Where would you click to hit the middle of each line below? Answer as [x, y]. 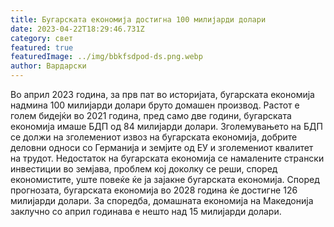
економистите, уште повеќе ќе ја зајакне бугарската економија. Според [165, 179]
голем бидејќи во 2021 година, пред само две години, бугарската [151, 115]
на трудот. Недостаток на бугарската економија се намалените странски [167, 158]
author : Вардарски [48, 66]
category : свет [42, 38]
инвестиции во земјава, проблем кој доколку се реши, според [144, 169]
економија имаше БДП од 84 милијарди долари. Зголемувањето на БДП [166, 126]
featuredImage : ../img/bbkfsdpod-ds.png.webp [106, 57]
